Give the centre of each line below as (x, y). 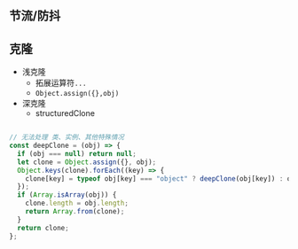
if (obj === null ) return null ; (77, 153)
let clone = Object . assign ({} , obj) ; (87, 162)
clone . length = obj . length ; (77, 203)
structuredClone (65, 113)
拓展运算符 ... (61, 83)
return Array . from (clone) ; (75, 212)
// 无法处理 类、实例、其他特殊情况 (67, 137)
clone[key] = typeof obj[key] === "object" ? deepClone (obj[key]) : (154, 179)
